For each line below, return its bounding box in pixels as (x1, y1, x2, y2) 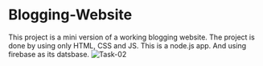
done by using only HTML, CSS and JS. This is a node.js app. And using (8, 40, 247, 50)
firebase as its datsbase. (8, 49, 90, 59)
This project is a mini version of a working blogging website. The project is (8, 32, 255, 42)
